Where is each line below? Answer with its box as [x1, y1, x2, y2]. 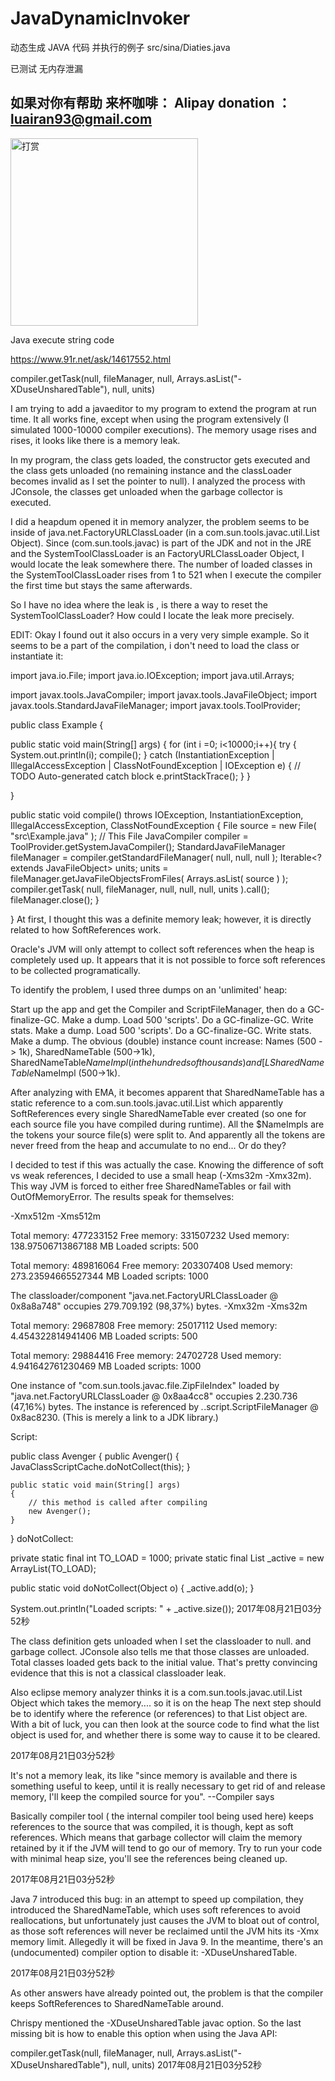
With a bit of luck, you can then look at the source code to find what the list [10, 1718, 320, 1730]
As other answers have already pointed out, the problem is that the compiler [10, 1987, 324, 1999]
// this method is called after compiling [28, 1497, 208, 1507]
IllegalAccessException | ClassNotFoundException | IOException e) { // [10, 759, 301, 771]
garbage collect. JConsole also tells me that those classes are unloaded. [10, 1645, 310, 1657]
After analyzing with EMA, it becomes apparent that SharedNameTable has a [10, 1086, 325, 1098]
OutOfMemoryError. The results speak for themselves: [10, 1190, 235, 1202]
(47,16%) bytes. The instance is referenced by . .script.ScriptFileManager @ [10, 1400, 319, 1412]
